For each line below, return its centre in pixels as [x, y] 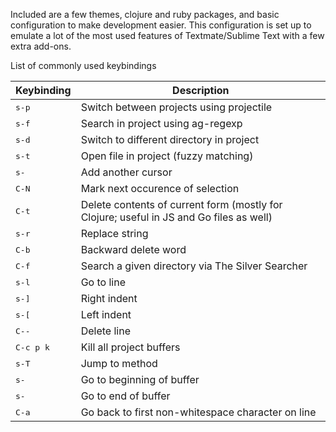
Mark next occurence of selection [160, 188]
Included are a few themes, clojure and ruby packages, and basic [145, 14]
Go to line [103, 282]
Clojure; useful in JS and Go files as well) [176, 217]
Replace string [114, 233]
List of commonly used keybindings [83, 65]
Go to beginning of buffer [140, 379]
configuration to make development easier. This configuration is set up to [161, 25]
